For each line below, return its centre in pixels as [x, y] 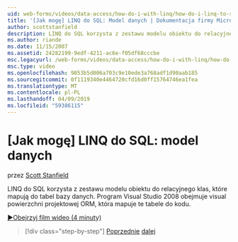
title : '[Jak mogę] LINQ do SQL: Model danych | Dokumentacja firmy [110, 20]
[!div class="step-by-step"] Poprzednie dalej [90, 231]
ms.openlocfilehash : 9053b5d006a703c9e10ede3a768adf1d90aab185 [103, 73]
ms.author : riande [34, 40]
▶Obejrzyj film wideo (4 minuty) [55, 217]
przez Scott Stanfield [38, 175]
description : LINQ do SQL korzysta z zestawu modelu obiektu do [104, 34]
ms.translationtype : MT [42, 86]
